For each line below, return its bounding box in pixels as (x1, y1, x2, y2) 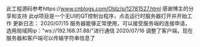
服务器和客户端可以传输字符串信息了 (6, 35, 96, 41)
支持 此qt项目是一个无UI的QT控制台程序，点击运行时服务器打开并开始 (16, 12, 187, 19)
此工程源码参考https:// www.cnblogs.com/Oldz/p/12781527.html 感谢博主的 (6, 5, 189, 12)
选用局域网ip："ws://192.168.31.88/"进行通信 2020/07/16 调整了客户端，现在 (6, 27, 193, 34)
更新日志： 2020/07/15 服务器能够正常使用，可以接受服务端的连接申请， (13, 20, 191, 26)
